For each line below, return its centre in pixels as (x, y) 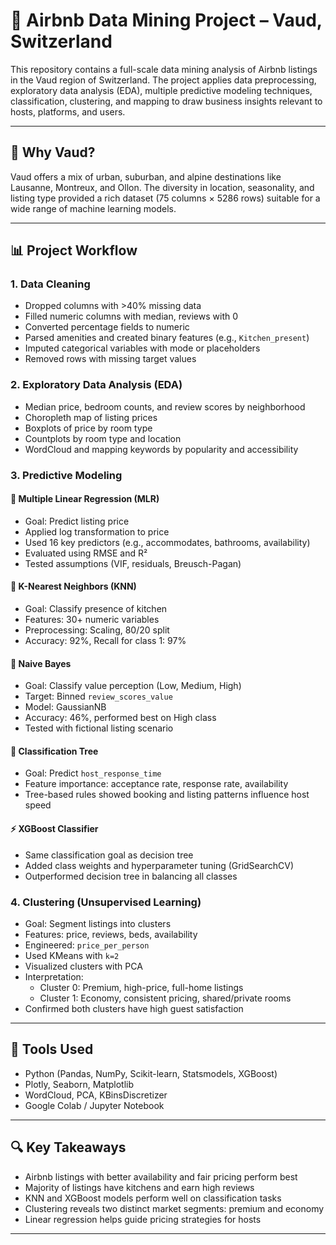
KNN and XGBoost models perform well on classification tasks (153, 1198)
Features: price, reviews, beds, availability (111, 934)
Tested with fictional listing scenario (99, 728)
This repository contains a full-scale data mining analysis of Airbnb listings (164, 69)
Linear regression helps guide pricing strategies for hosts (143, 1219)
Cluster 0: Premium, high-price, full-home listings (141, 987)
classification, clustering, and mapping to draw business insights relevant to (166, 101)
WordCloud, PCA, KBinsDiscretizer (96, 1095)
